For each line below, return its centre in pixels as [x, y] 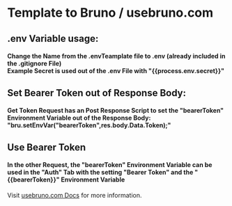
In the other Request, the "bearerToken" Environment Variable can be [110, 165]
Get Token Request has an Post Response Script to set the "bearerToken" [116, 111]
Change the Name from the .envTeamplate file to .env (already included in [116, 56]
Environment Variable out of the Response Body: [79, 118]
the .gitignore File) [34, 63]
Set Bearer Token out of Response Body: [97, 93]
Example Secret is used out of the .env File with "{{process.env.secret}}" [116, 71]
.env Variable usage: [53, 39]
